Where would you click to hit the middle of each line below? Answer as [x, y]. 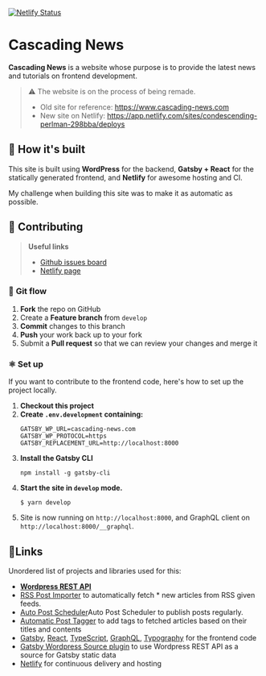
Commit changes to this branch [73, 326]
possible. [23, 201]
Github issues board [73, 262]
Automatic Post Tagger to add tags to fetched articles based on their [133, 620]
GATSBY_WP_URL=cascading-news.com [78, 429]
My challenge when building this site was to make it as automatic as [121, 193]
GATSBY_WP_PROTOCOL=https [63, 436]
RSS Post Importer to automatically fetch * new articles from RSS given [137, 595]
